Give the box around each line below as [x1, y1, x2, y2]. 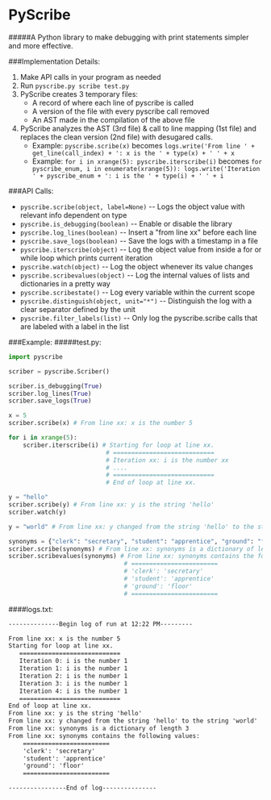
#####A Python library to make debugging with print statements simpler [8, 32, 249, 42]
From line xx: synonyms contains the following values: [8, 731, 200, 740]
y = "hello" [8, 494, 48, 502]
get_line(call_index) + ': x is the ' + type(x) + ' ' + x [31, 149, 236, 157]
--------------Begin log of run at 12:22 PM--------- [8, 619, 194, 628]
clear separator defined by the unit [19, 304, 135, 314]
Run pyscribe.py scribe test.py [19, 81, 130, 90]
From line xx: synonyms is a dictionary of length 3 [8, 724, 190, 733]
